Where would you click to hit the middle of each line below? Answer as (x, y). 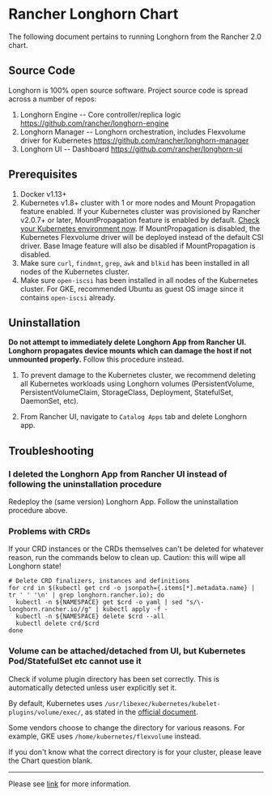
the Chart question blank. (51, 760)
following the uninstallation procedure (85, 484)
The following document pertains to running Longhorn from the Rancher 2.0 (135, 36)
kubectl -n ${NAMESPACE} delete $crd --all (90, 617)
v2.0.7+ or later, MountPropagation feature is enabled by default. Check (140, 220)
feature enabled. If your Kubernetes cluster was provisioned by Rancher (140, 211)
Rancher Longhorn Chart (93, 14)
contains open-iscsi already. (68, 297)
